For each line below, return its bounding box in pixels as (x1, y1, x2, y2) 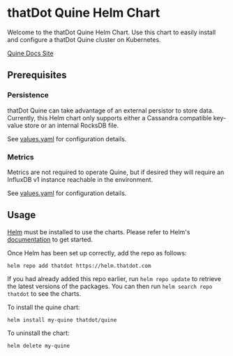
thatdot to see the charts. (7, 289, 82, 298)
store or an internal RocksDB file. (24, 121, 119, 129)
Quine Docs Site (7, 49, 54, 57)
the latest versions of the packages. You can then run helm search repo (7, 282, 213, 290)
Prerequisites (7, 69, 67, 81)
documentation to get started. (7, 235, 93, 243)
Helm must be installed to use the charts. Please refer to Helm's (7, 227, 190, 236)
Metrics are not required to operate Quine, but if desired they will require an (7, 168, 225, 176)
